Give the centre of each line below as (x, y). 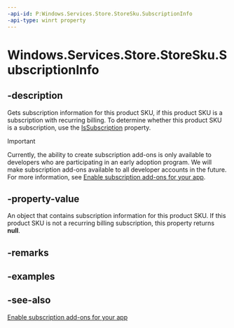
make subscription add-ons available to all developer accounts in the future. (117, 170)
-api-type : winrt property (47, 20)
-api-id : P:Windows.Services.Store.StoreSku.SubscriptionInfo (100, 14)
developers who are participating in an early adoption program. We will (110, 162)
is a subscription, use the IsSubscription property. (79, 128)
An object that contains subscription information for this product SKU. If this (117, 216)
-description (35, 96)
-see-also (29, 300)
